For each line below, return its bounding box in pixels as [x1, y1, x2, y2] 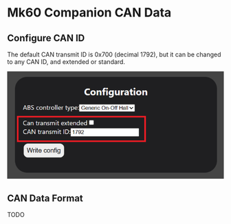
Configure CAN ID [7, 32, 85, 44]
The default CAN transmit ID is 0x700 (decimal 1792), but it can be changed [7, 50, 221, 58]
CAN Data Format [7, 192, 84, 204]
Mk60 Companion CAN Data [7, 5, 172, 21]
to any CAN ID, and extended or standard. [7, 58, 126, 66]
